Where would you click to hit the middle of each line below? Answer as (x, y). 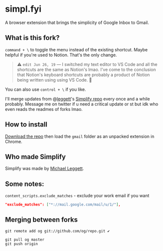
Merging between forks (41, 220)
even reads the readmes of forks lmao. (44, 109)
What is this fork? (32, 38)
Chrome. (14, 141)
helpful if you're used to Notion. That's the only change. (61, 55)
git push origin (21, 244)
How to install (26, 125)
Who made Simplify (36, 157)
